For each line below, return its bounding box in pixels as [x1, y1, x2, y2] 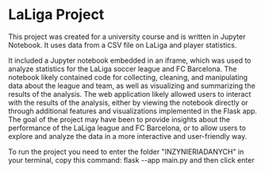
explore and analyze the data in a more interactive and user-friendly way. [8, 131, 248, 140]
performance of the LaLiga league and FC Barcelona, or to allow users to [8, 123, 246, 133]
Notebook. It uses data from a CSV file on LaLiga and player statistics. [8, 40, 237, 49]
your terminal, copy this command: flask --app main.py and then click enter [8, 155, 255, 164]
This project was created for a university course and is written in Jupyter [8, 32, 246, 41]
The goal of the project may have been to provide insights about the [8, 114, 230, 124]
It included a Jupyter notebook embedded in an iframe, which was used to [8, 56, 252, 65]
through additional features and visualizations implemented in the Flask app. [8, 106, 258, 116]
